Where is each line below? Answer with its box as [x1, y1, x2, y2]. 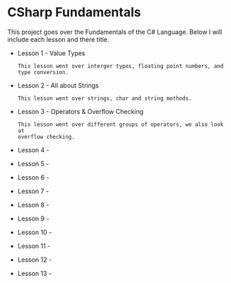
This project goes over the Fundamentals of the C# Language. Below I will [7, 28, 223, 36]
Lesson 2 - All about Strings [17, 81, 99, 89]
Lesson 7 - [17, 187, 49, 195]
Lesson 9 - [17, 214, 49, 223]
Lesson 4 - [17, 146, 49, 154]
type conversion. [17, 69, 69, 76]
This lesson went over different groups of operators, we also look [17, 121, 224, 128]
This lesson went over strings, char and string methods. [17, 95, 192, 102]
